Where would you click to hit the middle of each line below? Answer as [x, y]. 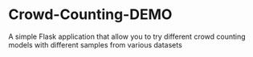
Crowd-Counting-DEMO [90, 15]
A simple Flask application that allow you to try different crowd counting [127, 36]
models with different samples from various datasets [95, 44]
